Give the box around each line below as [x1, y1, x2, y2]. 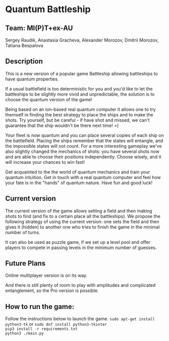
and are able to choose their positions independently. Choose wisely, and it [5, 153, 161, 160]
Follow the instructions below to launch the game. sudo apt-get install [5, 316, 155, 322]
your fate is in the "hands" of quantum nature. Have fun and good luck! [5, 180, 153, 186]
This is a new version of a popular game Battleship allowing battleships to [5, 70, 158, 76]
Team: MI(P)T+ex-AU [5, 24, 73, 32]
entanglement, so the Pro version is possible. [5, 287, 99, 294]
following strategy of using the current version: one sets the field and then [5, 219, 159, 225]
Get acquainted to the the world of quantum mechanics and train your [5, 168, 150, 175]
